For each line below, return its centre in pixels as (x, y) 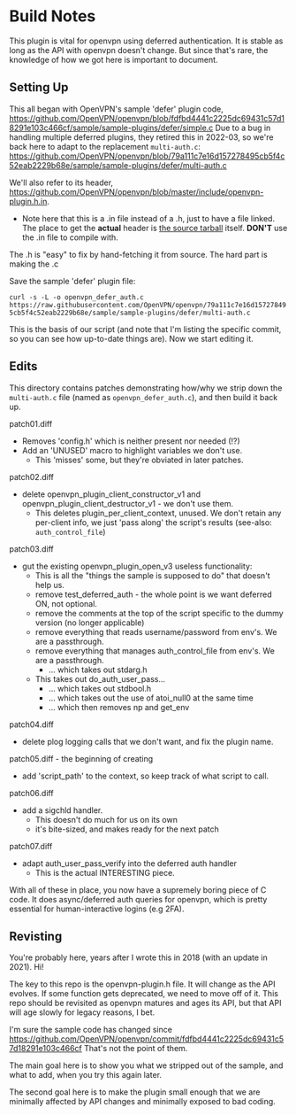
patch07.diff (31, 846)
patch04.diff (32, 724)
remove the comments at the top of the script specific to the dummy (159, 613)
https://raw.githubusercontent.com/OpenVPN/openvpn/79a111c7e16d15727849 (148, 305)
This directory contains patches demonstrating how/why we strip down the (146, 388)
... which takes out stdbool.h (100, 688)
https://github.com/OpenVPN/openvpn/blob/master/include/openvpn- (137, 191)
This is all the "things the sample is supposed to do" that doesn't (153, 575)
